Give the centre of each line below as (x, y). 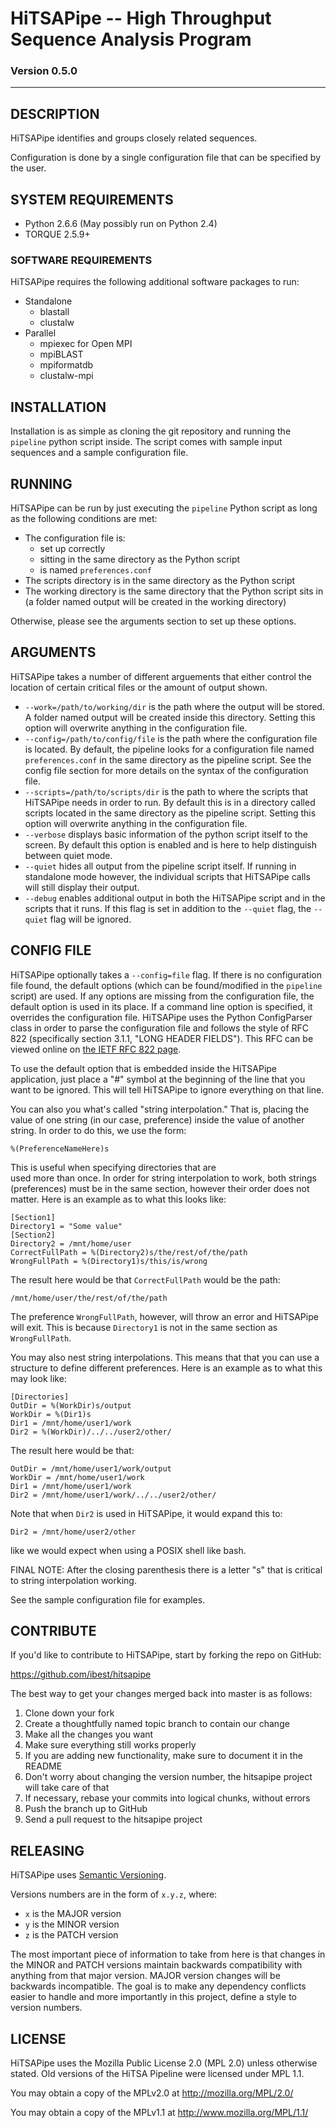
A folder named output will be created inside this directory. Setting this (170, 717)
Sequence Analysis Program (131, 39)
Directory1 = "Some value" (66, 1226)
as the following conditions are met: (84, 519)
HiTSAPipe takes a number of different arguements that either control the (161, 676)
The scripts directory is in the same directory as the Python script (160, 581)
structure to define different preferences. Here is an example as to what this (166, 1368)
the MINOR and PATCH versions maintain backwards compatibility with (156, 1965)
